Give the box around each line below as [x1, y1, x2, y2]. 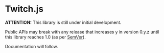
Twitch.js [5, 3, 44, 15]
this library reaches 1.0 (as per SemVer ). [5, 34, 86, 40]
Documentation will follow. [5, 43, 58, 49]
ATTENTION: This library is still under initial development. [5, 19, 121, 25]
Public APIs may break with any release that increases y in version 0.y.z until [5, 29, 160, 35]
